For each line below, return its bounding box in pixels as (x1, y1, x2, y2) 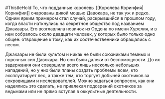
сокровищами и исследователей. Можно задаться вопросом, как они (5, 78, 155, 84)
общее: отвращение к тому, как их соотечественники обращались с (5, 36, 151, 42)
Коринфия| (120, 5, 144, 10)
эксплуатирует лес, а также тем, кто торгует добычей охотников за (5, 73, 150, 78)
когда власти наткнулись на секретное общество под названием (5, 20, 145, 26)
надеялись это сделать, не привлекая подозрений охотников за (5, 83, 142, 89)
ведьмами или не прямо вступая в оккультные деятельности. (5, 89, 137, 94)
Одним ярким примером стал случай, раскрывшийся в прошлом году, (5, 15, 156, 21)
